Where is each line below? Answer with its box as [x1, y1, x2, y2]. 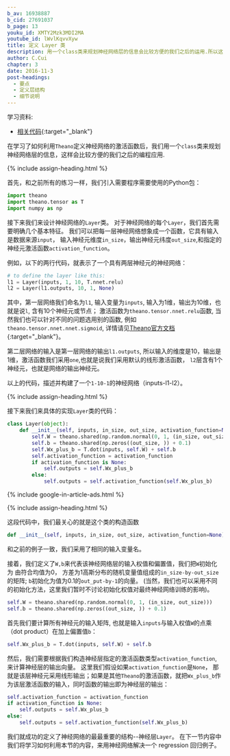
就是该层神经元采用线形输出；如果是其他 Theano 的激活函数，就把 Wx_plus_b [7, 671, 216, 680]
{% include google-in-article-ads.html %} [7, 490, 125, 499]
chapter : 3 [7, 61, 38, 68]
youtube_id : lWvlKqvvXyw [7, 36, 78, 43]
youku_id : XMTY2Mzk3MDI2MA [7, 29, 84, 36]
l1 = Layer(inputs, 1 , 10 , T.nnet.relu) [7, 279, 125, 286]
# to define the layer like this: [7, 272, 106, 279]
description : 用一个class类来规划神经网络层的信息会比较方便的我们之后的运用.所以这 [7, 49, 224, 56]
